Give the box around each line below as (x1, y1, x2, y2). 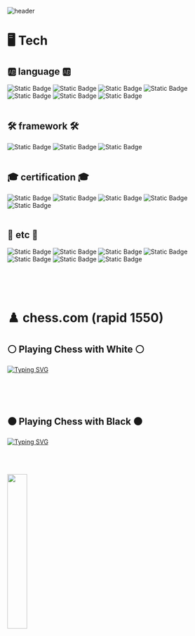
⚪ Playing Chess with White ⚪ (7, 344, 145, 356)
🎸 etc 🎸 (7, 229, 39, 241)
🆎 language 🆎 (7, 66, 72, 77)
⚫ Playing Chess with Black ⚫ (7, 416, 142, 428)
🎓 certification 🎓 (7, 171, 89, 183)
